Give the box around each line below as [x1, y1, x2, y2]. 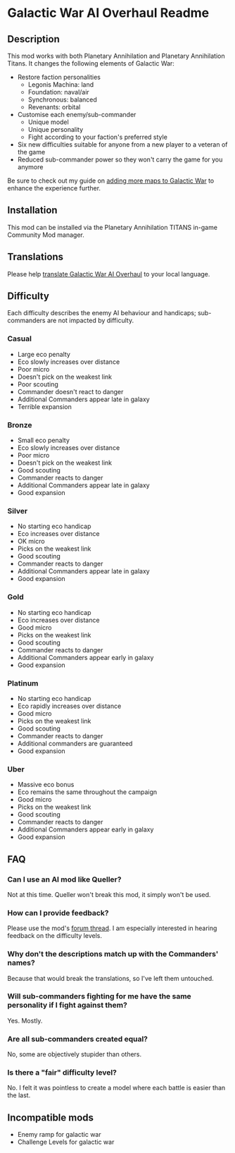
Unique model [27, 118, 69, 126]
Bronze [7, 420, 33, 429]
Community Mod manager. [7, 231, 84, 239]
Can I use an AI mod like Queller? [7, 874, 122, 884]
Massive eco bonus [17, 781, 75, 789]
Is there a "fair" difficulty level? [7, 1068, 118, 1078]
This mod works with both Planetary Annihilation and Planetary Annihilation [7, 51, 225, 60]
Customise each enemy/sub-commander [17, 111, 136, 118]
